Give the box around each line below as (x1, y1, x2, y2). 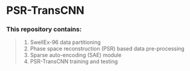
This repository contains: (6, 25, 82, 34)
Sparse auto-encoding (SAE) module (30, 52, 122, 59)
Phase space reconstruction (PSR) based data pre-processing (30, 45, 185, 52)
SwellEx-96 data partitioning (30, 39, 101, 46)
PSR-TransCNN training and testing (30, 58, 118, 65)
